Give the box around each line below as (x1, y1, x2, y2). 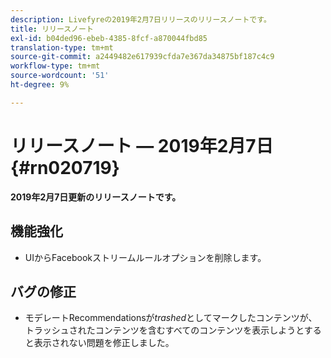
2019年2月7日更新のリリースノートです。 (10, 191, 182, 203)
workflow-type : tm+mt (10, 61, 101, 71)
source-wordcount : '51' (10, 71, 110, 81)
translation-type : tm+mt (10, 42, 114, 53)
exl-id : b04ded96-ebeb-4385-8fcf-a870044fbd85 (10, 33, 208, 43)
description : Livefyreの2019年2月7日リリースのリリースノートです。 (10, 14, 272, 25)
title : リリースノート (10, 24, 94, 34)
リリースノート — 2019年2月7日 (10, 134, 274, 157)
